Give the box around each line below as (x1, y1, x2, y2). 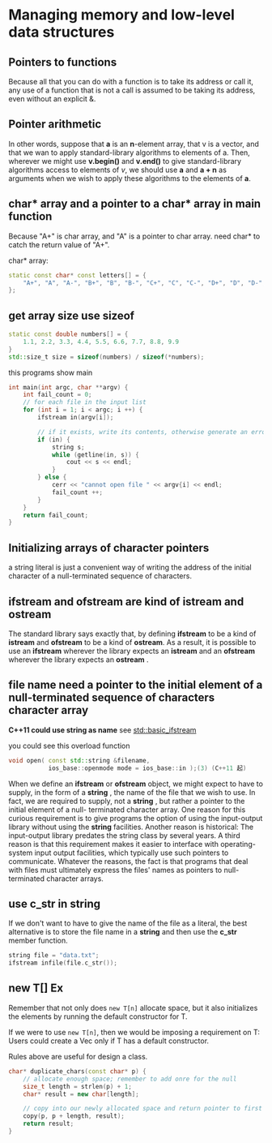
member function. (8, 935, 69, 946)
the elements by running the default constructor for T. (8, 1012, 188, 1021)
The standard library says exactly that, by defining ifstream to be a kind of (8, 629, 257, 638)
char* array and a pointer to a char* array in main (8, 197, 261, 211)
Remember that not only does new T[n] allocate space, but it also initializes (8, 1003, 258, 1012)
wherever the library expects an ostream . (8, 655, 149, 664)
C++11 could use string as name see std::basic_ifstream (8, 724, 197, 735)
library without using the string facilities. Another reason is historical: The (8, 822, 254, 831)
